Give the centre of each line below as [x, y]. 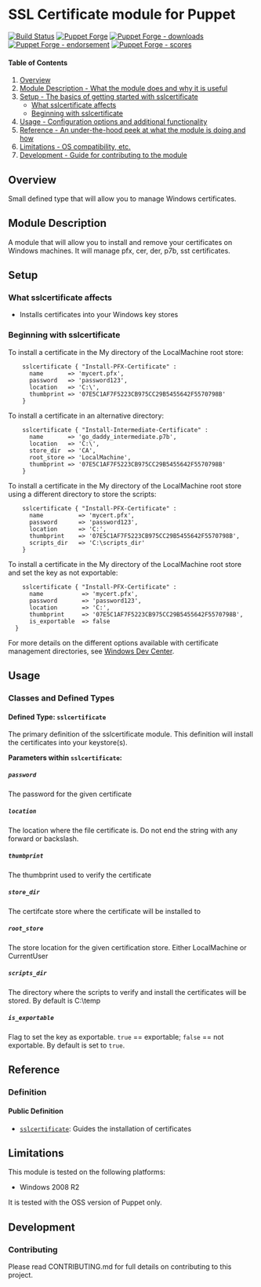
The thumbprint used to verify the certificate [80, 875]
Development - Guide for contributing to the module [103, 155]
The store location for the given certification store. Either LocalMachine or [127, 948]
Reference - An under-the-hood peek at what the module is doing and [132, 130]
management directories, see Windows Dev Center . [91, 651]
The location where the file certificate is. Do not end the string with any [123, 831]
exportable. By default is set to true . [67, 1045]
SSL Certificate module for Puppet [122, 15]
